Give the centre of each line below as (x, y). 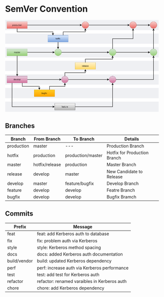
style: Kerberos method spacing (69, 247)
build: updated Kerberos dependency (74, 261)
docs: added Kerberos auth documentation (80, 254)
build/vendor (20, 261)
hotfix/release (47, 165)
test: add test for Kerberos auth (68, 275)
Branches (20, 126)
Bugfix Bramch (122, 197)
